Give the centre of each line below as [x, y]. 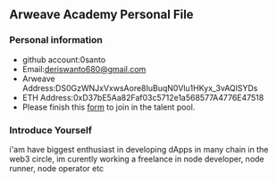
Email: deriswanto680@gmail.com [84, 69]
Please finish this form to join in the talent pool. [109, 107]
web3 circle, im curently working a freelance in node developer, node [137, 159]
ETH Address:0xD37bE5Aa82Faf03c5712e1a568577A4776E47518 [143, 97]
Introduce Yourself [50, 130]
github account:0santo [64, 59]
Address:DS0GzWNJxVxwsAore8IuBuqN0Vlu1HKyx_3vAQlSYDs [140, 87]
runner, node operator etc [57, 168]
